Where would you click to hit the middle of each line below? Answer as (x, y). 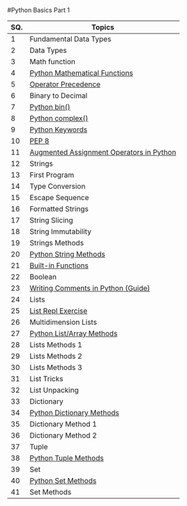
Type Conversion (58, 186)
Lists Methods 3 (56, 367)
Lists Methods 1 (56, 345)
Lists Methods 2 (56, 356)
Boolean (43, 277)
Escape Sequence (59, 198)
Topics (103, 27)
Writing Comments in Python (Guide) (90, 288)
